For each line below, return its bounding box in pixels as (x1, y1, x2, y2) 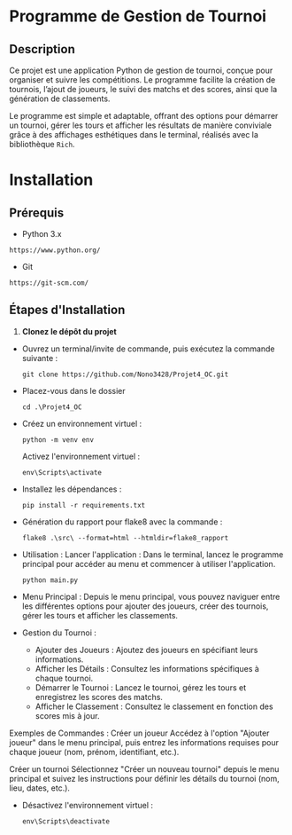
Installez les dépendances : (21, 484, 122, 494)
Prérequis (9, 205, 65, 220)
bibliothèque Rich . (9, 139, 75, 149)
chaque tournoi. (35, 673, 94, 683)
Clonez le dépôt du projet (21, 326, 117, 336)
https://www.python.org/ (9, 246, 101, 255)
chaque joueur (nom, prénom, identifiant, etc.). (9, 746, 180, 757)
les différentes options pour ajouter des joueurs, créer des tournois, (21, 601, 269, 611)
